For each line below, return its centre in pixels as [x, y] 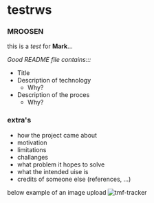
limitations [32, 149]
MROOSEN [25, 32]
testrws [30, 10]
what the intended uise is [53, 171]
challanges [32, 157]
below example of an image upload [57, 192]
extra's [19, 120]
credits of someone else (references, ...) [74, 179]
